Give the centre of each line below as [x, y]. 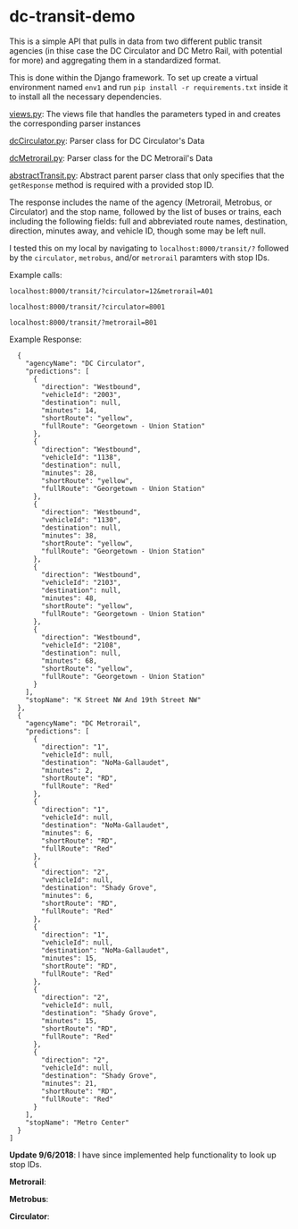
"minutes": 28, [70, 473]
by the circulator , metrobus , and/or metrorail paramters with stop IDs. [140, 258]
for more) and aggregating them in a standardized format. [115, 60]
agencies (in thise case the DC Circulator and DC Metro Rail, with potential [146, 50]
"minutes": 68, [70, 661]
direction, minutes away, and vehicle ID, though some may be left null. [137, 231]
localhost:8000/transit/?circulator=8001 [87, 307]
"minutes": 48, [70, 598]
